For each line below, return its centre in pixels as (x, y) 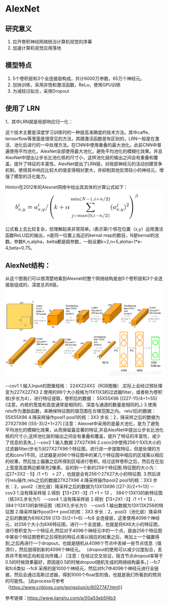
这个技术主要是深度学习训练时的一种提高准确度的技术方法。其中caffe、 (79, 132)
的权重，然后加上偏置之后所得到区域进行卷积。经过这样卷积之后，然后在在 (82, 461)
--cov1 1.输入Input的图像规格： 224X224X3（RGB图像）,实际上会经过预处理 (84, 385)
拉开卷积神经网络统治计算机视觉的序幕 (52, 42)
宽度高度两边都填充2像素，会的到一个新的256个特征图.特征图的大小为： (84, 467)
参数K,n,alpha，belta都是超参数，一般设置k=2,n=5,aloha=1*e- (78, 242)
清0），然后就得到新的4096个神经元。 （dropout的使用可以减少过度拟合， (81, 549)
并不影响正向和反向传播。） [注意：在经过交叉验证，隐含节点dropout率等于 (86, 556)
